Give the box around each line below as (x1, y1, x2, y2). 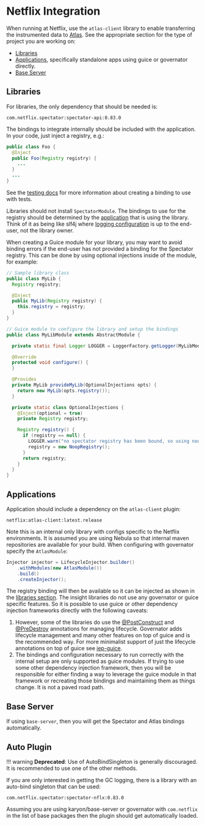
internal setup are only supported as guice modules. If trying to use (15, 657, 185, 665)
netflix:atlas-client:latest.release (6, 517, 103, 523)
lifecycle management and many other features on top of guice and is (15, 632, 190, 639)
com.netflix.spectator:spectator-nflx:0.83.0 (6, 795, 124, 801)
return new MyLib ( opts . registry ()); (17, 387, 111, 394)
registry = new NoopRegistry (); (28, 443, 111, 450)
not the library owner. (20, 226, 74, 234)
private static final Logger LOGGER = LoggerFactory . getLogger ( (12, 342, 179, 349)
